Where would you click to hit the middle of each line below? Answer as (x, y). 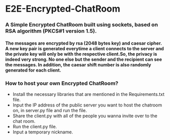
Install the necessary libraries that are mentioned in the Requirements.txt (89, 94)
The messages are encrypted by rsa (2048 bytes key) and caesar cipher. (84, 43)
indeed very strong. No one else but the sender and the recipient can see (84, 59)
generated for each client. (33, 70)
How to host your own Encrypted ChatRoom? (62, 83)
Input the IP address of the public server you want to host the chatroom (87, 105)
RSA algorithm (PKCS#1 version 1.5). (51, 31)
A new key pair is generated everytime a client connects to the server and (84, 48)
